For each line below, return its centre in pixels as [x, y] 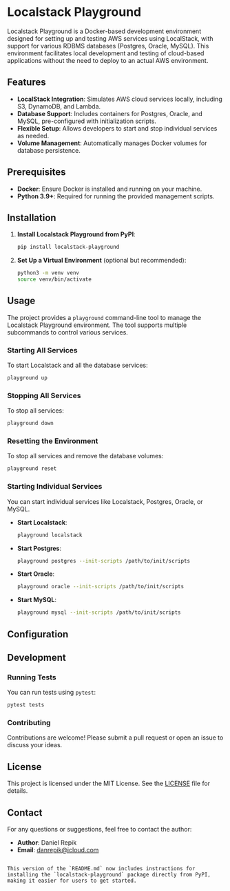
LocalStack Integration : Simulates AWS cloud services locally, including [119, 99]
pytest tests [26, 705]
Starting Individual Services [55, 487]
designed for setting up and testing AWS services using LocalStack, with [110, 38]
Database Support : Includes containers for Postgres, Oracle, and [110, 113]
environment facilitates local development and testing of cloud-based [106, 53]
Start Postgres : [39, 548]
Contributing [29, 723]
